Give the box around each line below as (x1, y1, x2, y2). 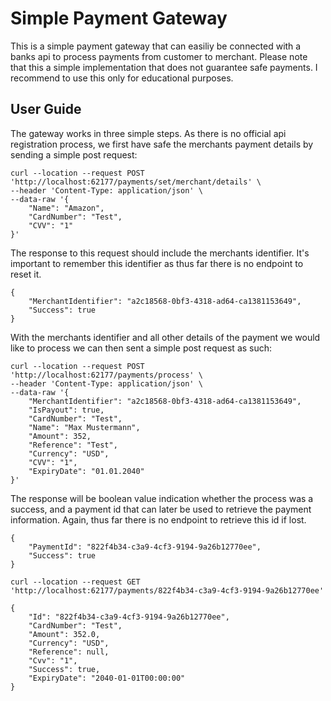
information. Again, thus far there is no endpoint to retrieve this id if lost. (10, 513, 307, 526)
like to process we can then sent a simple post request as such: (10, 342, 273, 354)
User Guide (10, 101, 82, 118)
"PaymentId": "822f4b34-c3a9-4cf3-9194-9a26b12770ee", (28, 542, 262, 552)
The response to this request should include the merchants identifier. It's (10, 247, 310, 259)
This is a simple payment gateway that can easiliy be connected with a (10, 40, 302, 52)
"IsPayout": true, (28, 405, 105, 415)
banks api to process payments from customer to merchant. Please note (10, 50, 308, 62)
